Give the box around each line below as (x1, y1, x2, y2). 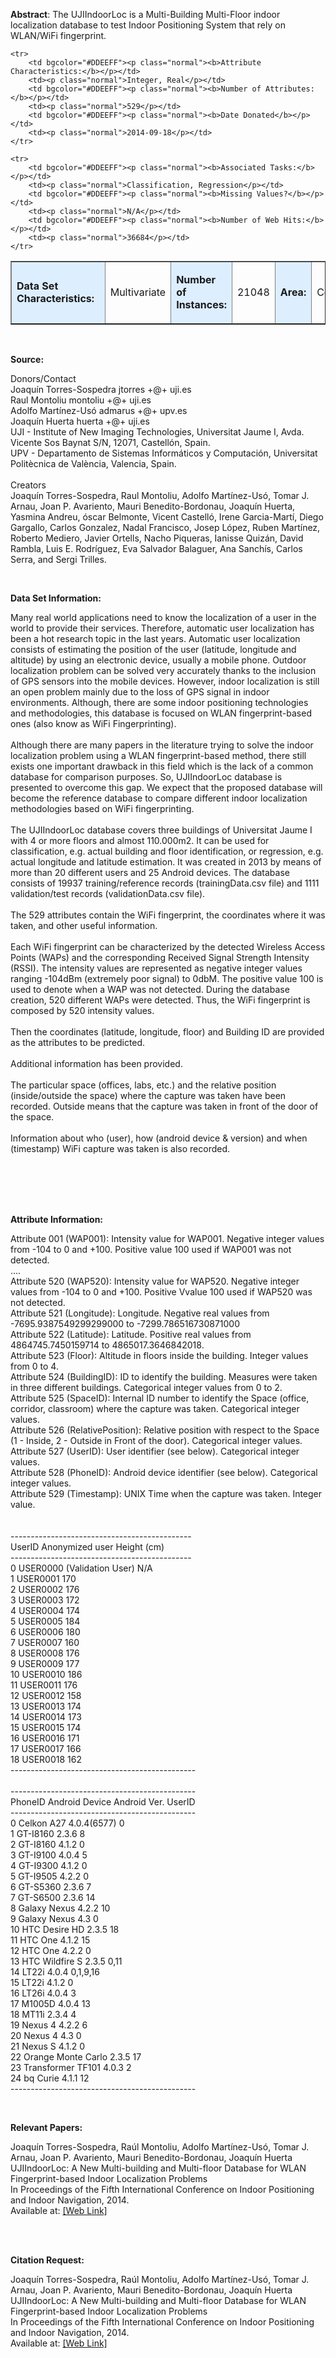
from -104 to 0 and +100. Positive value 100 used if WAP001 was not (10, 1244, 292, 1255)
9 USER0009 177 (10, 1658, 80, 1669)
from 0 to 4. (10, 1360, 59, 1372)
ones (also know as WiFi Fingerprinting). (10, 718, 177, 729)
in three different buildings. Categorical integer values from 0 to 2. (10, 1382, 283, 1393)
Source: (10, 354, 45, 365)
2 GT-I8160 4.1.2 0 (10, 1839, 85, 1850)
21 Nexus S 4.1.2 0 (10, 2040, 86, 2052)
